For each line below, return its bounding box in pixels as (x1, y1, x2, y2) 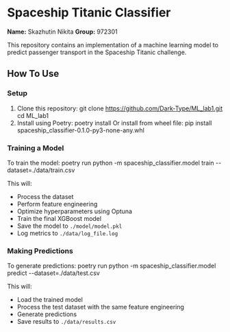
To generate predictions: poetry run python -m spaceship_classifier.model (7, 262, 216, 270)
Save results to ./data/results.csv (16, 318, 116, 326)
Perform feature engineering (16, 200, 98, 208)
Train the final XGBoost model (16, 214, 101, 222)
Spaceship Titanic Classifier (7, 5, 171, 21)
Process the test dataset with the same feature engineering (16, 303, 185, 311)
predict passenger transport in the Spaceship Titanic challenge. (7, 48, 187, 56)
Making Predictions (7, 246, 73, 255)
